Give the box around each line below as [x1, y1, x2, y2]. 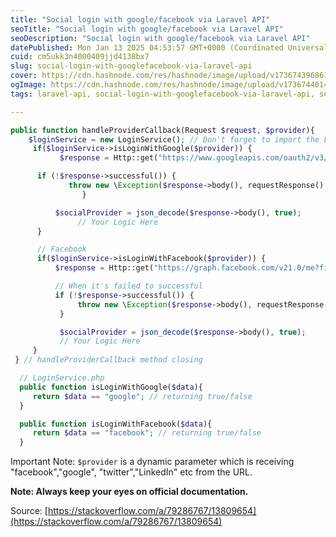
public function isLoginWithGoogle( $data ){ [19, 382, 203, 392]
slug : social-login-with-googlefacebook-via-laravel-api [10, 61, 253, 71]
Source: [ [10, 505, 48, 517]
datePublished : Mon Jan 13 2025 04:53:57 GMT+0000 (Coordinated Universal [10, 42, 329, 53]
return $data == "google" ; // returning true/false [32, 391, 253, 401]
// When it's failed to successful [54, 281, 203, 291]
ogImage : [10, 80, 47, 90]
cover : [10, 71, 38, 81]
